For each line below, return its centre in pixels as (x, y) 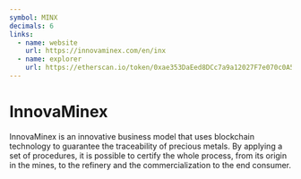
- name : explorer (50, 59)
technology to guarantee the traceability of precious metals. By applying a (146, 146)
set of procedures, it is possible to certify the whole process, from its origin (148, 155)
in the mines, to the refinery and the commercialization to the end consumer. (150, 165)
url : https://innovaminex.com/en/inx (96, 51)
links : (21, 34)
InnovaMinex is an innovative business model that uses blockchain (132, 136)
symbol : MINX (34, 17)
